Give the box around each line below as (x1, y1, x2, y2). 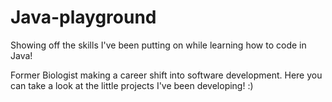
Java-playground (10, 6, 157, 29)
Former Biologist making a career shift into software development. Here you (10, 69, 323, 81)
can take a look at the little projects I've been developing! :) (10, 79, 254, 91)
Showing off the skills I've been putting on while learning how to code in (10, 39, 307, 51)
